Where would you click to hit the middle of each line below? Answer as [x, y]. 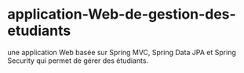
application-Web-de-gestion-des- [122, 14]
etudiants [39, 31]
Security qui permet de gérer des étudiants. [78, 61]
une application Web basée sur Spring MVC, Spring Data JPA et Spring [122, 52]
